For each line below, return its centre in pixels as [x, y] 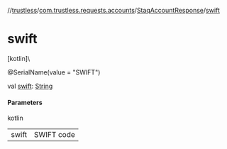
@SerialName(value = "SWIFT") [54, 72]
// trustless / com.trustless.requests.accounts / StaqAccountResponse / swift [113, 10]
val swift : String [30, 86]
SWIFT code [55, 135]
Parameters [25, 102]
